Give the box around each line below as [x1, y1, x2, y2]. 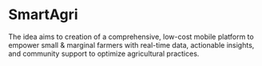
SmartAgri [8, 6, 78, 24]
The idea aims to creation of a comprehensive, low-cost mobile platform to [8, 32, 254, 41]
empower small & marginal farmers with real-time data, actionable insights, [8, 40, 255, 49]
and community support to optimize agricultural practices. [8, 49, 200, 58]
